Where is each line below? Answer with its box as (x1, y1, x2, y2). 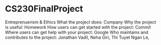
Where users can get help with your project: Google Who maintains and (5, 29, 148, 35)
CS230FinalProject (5, 3, 83, 14)
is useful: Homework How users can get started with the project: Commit (5, 24, 151, 30)
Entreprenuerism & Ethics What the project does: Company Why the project (5, 19, 157, 25)
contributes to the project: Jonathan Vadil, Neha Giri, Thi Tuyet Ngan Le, (5, 34, 150, 40)
